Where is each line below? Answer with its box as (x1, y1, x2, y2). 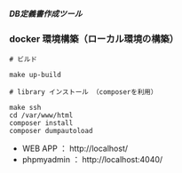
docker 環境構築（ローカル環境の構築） (9, 32, 179, 44)
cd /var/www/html (9, 111, 74, 120)
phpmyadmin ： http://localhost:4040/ (21, 154, 163, 165)
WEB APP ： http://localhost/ (21, 143, 129, 154)
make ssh (9, 103, 42, 113)
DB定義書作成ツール (9, 8, 83, 19)
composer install (9, 119, 74, 128)
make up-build (9, 71, 62, 80)
